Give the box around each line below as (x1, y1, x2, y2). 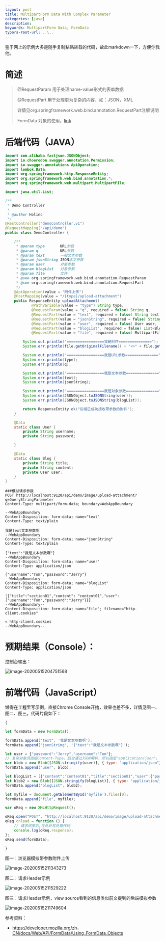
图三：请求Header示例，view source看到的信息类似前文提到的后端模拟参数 (5, 895, 157, 901)
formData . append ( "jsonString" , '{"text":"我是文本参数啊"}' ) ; (5, 742, 130, 748)
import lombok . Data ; (5, 167, 48, 172)
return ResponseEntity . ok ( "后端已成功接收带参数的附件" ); (23, 406, 134, 411)
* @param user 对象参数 (16, 262, 75, 267)
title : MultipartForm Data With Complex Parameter (5, 12, 111, 17)
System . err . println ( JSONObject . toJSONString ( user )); (23, 393, 133, 398)
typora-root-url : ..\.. (5, 30, 54, 35)
